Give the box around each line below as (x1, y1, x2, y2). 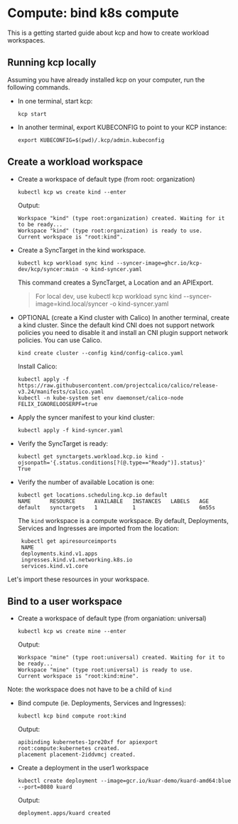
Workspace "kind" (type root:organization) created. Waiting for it (17, 214, 225, 221)
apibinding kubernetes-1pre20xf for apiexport (17, 739, 158, 746)
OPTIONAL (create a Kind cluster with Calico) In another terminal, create (17, 313, 229, 322)
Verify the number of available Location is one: (17, 478, 155, 486)
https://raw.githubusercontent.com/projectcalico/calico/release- (17, 382, 219, 389)
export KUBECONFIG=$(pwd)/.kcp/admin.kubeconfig (17, 136, 165, 143)
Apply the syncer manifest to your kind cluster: (17, 413, 155, 422)
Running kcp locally (7, 57, 97, 69)
